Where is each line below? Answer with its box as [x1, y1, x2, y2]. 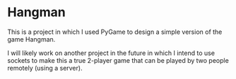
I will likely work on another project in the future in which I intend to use [7, 49, 216, 57]
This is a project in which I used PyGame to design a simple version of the [7, 28, 223, 36]
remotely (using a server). [7, 63, 83, 72]
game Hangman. [7, 35, 56, 43]
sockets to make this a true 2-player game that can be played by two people [7, 56, 230, 64]
